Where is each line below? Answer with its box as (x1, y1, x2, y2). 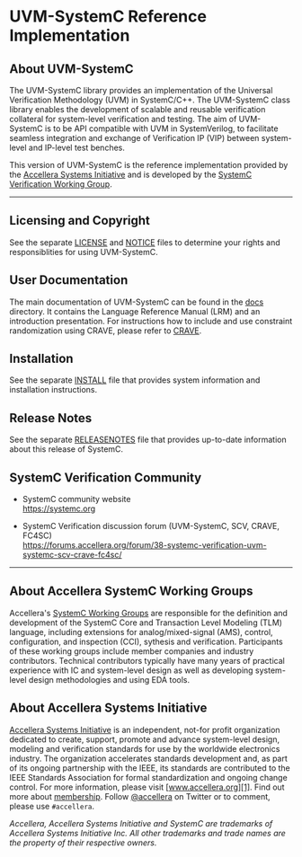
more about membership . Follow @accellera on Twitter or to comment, (9, 791, 271, 801)
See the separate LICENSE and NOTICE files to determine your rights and (9, 236, 280, 248)
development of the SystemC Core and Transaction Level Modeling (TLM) (9, 617, 283, 628)
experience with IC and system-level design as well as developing (9, 665, 253, 676)
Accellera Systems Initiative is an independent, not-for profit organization (9, 724, 280, 735)
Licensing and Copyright (9, 213, 151, 228)
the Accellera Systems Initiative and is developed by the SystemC (9, 169, 253, 180)
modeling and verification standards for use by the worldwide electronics (9, 743, 280, 754)
